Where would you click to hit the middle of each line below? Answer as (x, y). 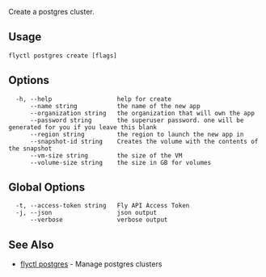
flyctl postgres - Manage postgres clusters (91, 264)
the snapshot (30, 149)
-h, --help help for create (94, 99)
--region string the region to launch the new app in (137, 134)
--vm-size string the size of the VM (106, 155)
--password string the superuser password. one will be (137, 120)
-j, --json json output (87, 213)
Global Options (47, 188)
